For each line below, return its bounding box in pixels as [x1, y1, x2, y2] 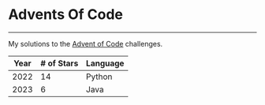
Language [85, 58, 125, 69]
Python [85, 71, 113, 82]
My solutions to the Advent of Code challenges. [8, 39, 163, 48]
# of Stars [40, 58, 79, 69]
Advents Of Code [8, 6, 124, 24]
